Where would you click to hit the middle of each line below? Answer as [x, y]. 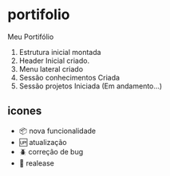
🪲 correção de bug [51, 151]
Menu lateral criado [51, 68]
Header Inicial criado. [54, 61]
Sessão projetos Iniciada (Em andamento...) [91, 86]
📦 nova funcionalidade [57, 131]
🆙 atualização [43, 142]
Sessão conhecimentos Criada [69, 77]
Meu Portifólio [31, 37]
